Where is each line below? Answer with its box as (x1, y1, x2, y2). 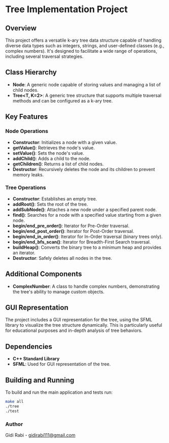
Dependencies (5, 342, 52, 351)
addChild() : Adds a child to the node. (12, 155, 91, 161)
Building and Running (5, 376, 75, 384)
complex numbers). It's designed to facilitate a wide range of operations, (5, 48, 157, 54)
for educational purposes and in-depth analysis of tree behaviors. (5, 327, 143, 333)
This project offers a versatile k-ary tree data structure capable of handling (5, 37, 161, 43)
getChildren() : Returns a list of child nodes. (12, 161, 104, 167)
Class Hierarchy (5, 68, 57, 77)
